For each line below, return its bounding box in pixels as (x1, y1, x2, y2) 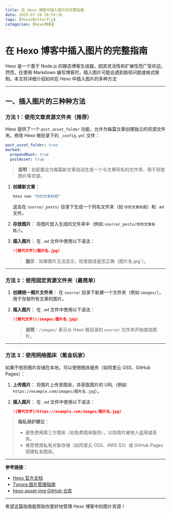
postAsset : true (10, 156, 44, 162)
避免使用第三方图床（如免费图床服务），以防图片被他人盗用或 (25, 429, 153, 436)
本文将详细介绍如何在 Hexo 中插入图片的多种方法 (14, 76, 117, 82)
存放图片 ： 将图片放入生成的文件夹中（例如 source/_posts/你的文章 (12, 221, 152, 227)
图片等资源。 (17, 173, 45, 179)
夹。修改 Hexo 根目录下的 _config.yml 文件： (5, 132, 100, 138)
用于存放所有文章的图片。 (12, 296, 67, 302)
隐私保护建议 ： (17, 419, 49, 425)
